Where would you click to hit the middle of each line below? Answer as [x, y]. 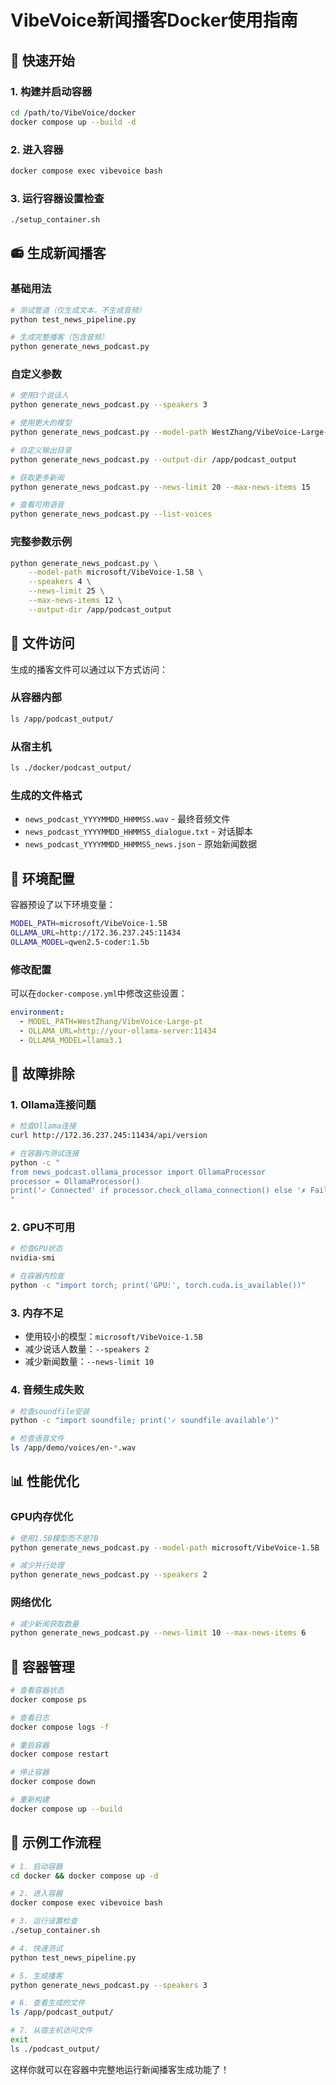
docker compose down [53, 1782]
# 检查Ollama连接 [43, 1126]
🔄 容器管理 [42, 1666]
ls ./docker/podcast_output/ [71, 768]
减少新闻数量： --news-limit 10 [89, 1362]
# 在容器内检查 [37, 1276]
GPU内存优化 [42, 1517]
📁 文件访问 [42, 643]
